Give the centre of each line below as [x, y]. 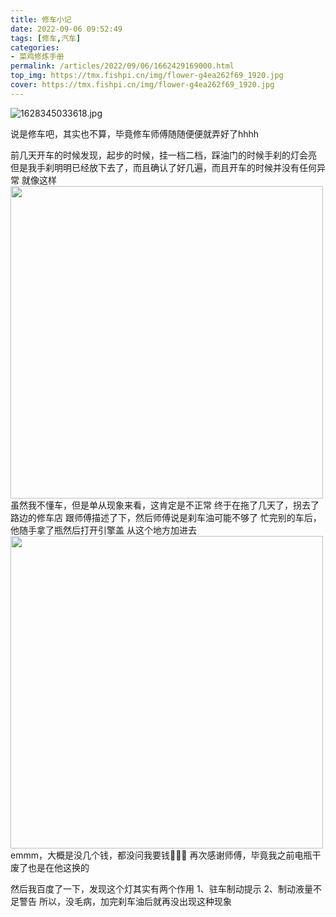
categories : [35, 47]
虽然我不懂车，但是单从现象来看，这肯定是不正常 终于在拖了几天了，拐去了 [165, 505]
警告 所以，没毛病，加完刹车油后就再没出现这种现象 [125, 901]
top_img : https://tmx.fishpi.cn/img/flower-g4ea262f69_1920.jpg [147, 76]
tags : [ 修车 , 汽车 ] [46, 38]
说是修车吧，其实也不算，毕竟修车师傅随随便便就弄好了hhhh [135, 133]
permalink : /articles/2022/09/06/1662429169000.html [122, 66]
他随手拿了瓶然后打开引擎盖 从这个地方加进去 [103, 530]
